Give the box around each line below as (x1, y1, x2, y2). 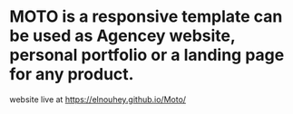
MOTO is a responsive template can (9, 6, 283, 27)
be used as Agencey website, (9, 25, 236, 46)
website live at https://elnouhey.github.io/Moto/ (9, 93, 187, 105)
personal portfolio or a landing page (9, 45, 285, 65)
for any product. (9, 64, 134, 85)
